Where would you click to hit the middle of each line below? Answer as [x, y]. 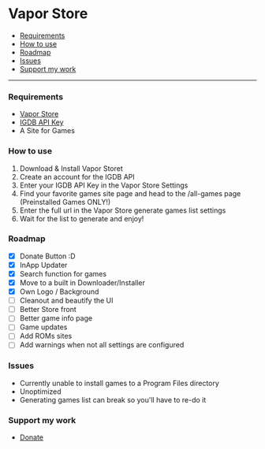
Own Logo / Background [59, 291]
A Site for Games [47, 131]
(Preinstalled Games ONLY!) [65, 202]
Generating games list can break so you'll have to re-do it [113, 399]
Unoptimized [40, 391]
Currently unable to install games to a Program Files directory [119, 383]
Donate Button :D [48, 256]
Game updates [43, 327]
